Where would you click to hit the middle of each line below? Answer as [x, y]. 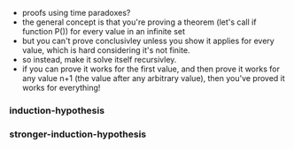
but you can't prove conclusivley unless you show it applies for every [148, 41]
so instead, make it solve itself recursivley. [99, 60]
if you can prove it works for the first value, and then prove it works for [151, 69]
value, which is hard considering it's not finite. [106, 50]
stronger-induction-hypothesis [78, 134]
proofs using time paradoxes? [76, 13]
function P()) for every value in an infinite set [104, 31]
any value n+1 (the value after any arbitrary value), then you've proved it [153, 78]
